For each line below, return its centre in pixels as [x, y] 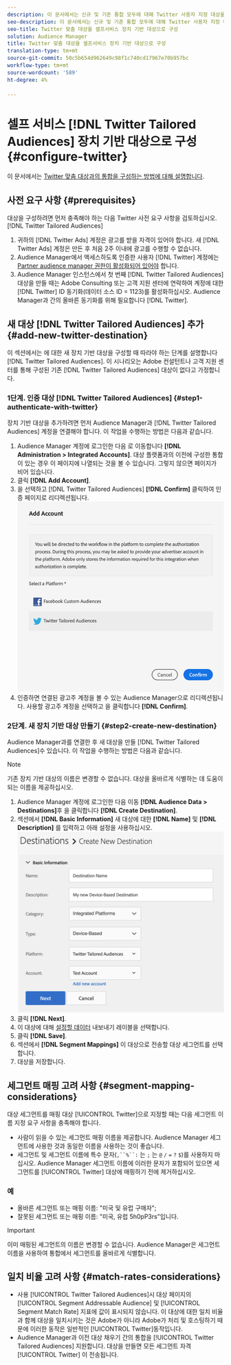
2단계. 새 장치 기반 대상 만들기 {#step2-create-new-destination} [112, 726]
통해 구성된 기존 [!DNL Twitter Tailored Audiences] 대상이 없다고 [108, 370]
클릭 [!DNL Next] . [42, 1019]
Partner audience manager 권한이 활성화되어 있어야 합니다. [98, 266]
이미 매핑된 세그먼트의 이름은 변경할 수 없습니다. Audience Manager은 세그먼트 [114, 1244]
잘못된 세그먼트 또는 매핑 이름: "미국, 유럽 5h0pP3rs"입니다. [98, 1216]
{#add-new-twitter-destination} [77, 335]
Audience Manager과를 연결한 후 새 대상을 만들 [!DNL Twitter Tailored [103, 742]
